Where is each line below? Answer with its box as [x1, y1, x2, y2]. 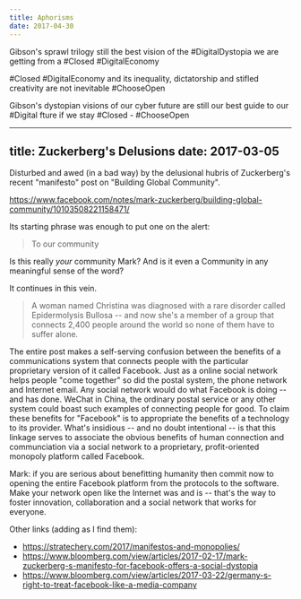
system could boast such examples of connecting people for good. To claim [9, 404, 289, 414]
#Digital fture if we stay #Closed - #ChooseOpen [9, 109, 190, 120]
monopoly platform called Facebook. [9, 451, 145, 462]
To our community [30, 239, 99, 249]
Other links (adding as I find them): [9, 524, 137, 534]
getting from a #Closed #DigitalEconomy [9, 56, 159, 66]
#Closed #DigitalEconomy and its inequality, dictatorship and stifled [9, 73, 260, 83]
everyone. [9, 507, 47, 517]
